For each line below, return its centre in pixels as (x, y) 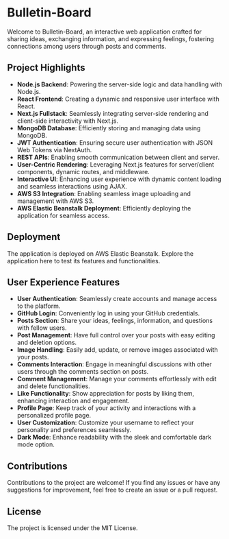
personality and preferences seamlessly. (74, 430)
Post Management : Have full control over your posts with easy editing (116, 335)
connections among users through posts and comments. (87, 46)
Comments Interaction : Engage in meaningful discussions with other (114, 364)
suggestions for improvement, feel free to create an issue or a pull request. (112, 490)
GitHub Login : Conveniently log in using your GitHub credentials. (108, 313)
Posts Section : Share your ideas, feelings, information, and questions (115, 321)
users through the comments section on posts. (83, 372)
